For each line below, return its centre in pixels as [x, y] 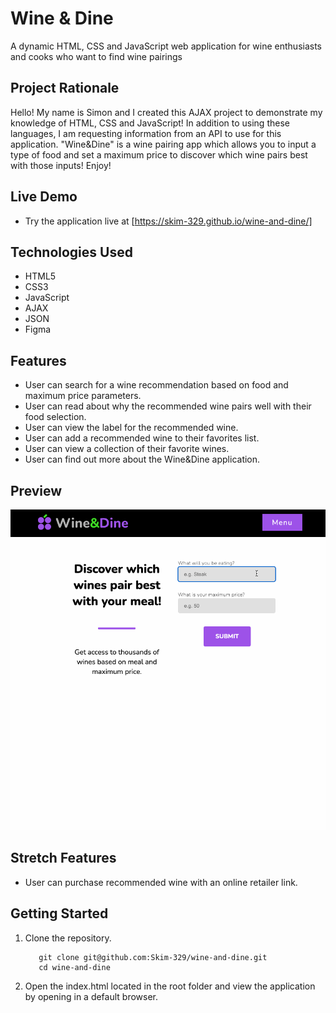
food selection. [55, 417]
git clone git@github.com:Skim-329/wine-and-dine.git [153, 957]
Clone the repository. [68, 938]
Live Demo [44, 197]
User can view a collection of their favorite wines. [127, 449]
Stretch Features [63, 858]
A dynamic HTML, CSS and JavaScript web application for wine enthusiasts [166, 46]
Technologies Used [71, 252]
